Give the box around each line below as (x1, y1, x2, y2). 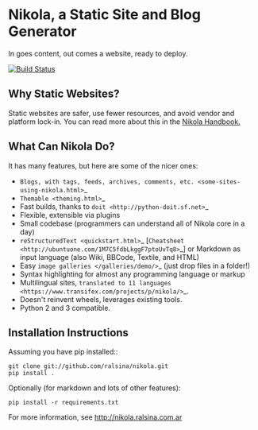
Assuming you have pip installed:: (8, 347, 118, 357)
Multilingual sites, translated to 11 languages (19, 277, 172, 287)
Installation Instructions (8, 326, 129, 339)
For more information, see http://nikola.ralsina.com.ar (8, 413, 183, 422)
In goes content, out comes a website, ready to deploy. (8, 48, 188, 58)
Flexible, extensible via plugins (19, 210, 121, 219)
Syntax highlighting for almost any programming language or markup (19, 269, 245, 279)
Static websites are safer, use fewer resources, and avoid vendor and (8, 108, 235, 118)
